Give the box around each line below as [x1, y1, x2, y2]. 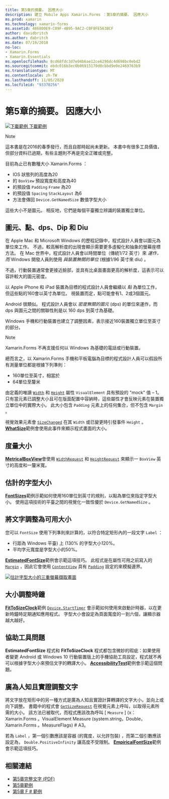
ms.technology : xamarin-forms [5, 21, 69, 27]
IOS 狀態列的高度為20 [12, 171, 58, 177]
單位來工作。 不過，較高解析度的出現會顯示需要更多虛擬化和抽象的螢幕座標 [5, 244, 161, 250]
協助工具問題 [5, 633, 45, 642]
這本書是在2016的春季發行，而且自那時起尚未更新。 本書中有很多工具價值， [5, 143, 162, 150]
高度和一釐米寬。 [14, 462, 49, 468]
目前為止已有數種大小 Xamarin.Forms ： [5, 161, 88, 167]
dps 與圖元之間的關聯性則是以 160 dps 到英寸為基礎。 [5, 308, 117, 314]
